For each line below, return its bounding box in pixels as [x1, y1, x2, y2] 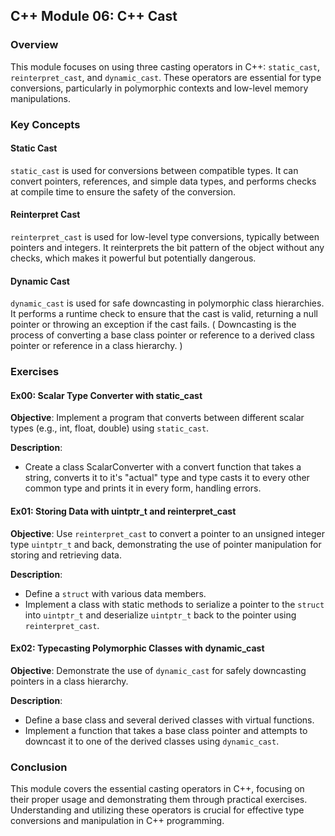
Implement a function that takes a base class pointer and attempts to [24, 724, 308, 736]
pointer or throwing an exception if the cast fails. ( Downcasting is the [10, 319, 297, 331]
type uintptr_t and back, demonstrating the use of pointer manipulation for [10, 538, 322, 550]
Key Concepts [10, 117, 81, 131]
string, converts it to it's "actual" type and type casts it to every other [24, 472, 310, 484]
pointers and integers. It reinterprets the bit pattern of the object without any [10, 242, 325, 254]
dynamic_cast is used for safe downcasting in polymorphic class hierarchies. [10, 297, 325, 309]
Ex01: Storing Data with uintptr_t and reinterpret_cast [10, 505, 237, 517]
